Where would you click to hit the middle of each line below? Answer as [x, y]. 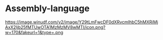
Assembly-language [47, 9]
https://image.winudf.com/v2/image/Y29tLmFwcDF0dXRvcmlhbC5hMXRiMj [81, 22]
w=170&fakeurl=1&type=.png [34, 32]
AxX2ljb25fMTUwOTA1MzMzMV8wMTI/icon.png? [55, 27]
